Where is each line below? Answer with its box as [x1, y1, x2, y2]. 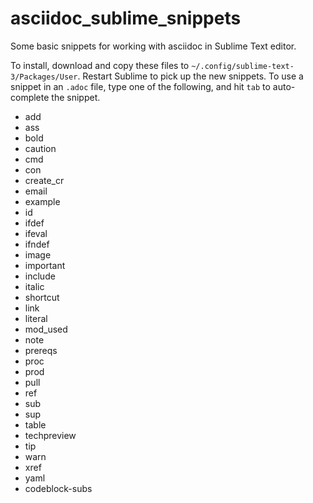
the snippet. [51, 91, 101, 103]
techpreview [24, 429, 77, 441]
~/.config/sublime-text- [191, 61, 295, 71]
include [24, 270, 56, 282]
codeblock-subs [24, 482, 93, 494]
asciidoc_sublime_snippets [10, 7, 242, 30]
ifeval [24, 227, 48, 239]
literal [24, 312, 48, 324]
